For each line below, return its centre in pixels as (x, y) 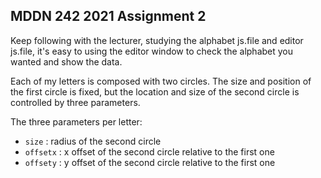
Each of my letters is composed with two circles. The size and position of (161, 81)
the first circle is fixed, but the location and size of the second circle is (155, 91)
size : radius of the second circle (93, 141)
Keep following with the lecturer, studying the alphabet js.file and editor (157, 40)
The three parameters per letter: (76, 121)
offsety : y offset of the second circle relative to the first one (150, 162)
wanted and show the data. (66, 61)
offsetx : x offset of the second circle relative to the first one (149, 151)
